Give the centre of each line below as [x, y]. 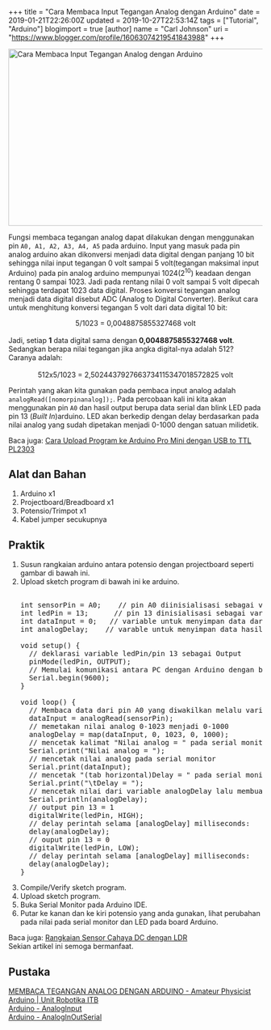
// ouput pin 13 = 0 [69, 840]
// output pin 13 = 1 [71, 807]
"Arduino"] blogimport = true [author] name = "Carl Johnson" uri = [119, 29]
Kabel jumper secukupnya [63, 519]
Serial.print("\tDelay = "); [86, 783]
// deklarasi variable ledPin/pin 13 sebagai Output [135, 654]
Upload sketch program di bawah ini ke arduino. [100, 582]
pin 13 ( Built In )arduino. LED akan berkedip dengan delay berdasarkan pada [134, 416]
